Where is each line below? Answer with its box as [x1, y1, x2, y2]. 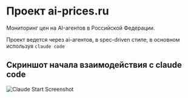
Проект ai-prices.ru [6, 4, 109, 18]
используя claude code [6, 42, 65, 50]
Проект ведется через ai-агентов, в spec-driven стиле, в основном [6, 36, 180, 43]
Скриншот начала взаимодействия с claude [6, 60, 182, 70]
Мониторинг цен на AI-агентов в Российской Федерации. [6, 24, 155, 31]
